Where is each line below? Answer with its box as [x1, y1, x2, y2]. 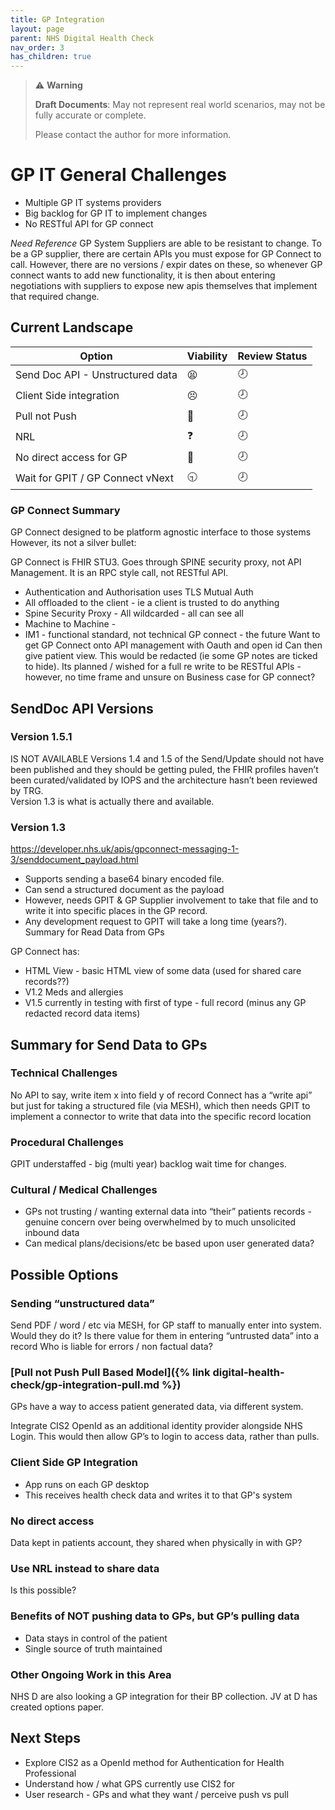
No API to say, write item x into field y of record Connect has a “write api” [10, 1089, 313, 1101]
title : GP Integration [10, 14, 105, 25]
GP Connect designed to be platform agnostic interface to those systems [10, 526, 312, 538]
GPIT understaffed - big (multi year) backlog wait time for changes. [10, 1158, 287, 1170]
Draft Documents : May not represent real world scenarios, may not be [34, 99, 326, 111]
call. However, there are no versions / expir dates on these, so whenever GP [10, 259, 323, 271]
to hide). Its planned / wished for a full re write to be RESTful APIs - [24, 661, 302, 673]
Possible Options [10, 1266, 119, 1283]
